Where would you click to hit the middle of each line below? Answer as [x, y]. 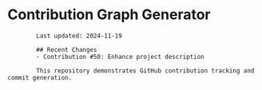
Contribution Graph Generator [109, 15]
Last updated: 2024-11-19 [79, 36]
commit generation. [40, 77]
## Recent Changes [67, 49]
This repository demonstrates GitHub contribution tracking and [145, 70]
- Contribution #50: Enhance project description [120, 57]
